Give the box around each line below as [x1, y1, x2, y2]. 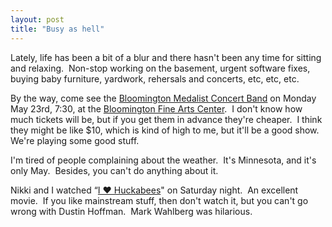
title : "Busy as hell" [10, 24, 105, 34]
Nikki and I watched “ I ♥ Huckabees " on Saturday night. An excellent [10, 184, 299, 196]
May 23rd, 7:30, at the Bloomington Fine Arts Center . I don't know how [10, 102, 303, 115]
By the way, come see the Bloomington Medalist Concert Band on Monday [10, 92, 317, 104]
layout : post [10, 14, 65, 25]
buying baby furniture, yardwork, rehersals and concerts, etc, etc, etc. [10, 72, 300, 85]
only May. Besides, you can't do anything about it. [10, 164, 219, 176]
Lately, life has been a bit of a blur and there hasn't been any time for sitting [10, 51, 322, 63]
